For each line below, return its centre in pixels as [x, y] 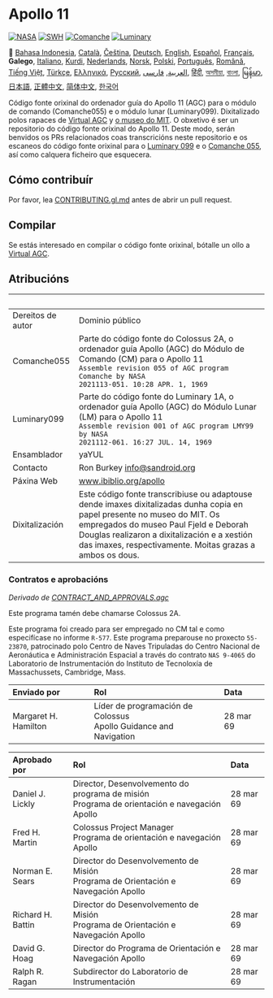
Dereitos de [35, 315]
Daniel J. [29, 793]
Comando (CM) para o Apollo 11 [141, 359]
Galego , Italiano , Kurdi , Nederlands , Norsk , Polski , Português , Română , [127, 61]
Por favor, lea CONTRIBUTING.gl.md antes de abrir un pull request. [120, 199]
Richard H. [32, 914]
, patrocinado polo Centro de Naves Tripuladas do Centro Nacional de [143, 646]
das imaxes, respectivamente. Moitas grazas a [167, 545]
